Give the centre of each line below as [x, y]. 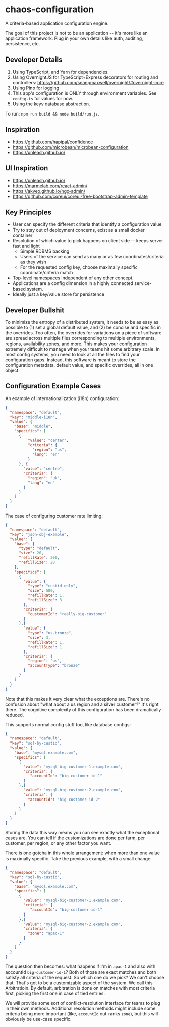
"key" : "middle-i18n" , [34, 417]
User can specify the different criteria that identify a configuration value [87, 224]
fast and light [26, 246]
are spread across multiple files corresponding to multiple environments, [81, 338]
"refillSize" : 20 [37, 563]
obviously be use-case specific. [38, 1019]
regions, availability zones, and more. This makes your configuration [76, 344]
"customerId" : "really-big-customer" [67, 614]
